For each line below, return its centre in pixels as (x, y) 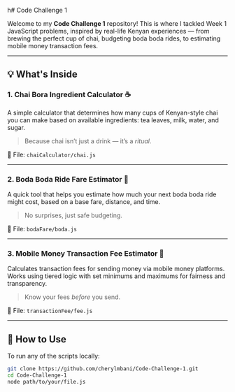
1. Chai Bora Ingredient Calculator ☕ (69, 95)
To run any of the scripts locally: (54, 356)
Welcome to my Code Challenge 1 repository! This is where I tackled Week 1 (117, 23)
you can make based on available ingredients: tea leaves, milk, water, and (113, 120)
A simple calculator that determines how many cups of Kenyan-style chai (113, 112)
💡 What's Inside (43, 74)
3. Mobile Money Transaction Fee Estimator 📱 (86, 253)
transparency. (27, 284)
